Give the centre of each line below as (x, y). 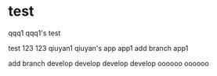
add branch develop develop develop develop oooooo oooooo (108, 63)
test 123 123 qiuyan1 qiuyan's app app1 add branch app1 (98, 48)
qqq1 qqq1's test (34, 33)
